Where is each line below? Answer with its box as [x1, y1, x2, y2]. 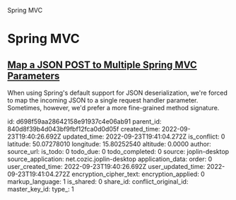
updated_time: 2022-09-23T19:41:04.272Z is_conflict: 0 [62, 132, 225, 141]
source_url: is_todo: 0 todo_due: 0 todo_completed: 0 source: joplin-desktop [7, 148, 230, 155]
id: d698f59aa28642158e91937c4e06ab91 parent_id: [7, 117, 162, 126]
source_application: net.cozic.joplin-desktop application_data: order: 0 [7, 155, 213, 163]
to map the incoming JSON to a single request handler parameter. [7, 96, 199, 105]
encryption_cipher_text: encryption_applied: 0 [71, 170, 205, 178]
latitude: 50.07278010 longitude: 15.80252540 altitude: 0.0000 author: [7, 140, 211, 148]
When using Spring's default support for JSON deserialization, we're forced [7, 88, 228, 97]
